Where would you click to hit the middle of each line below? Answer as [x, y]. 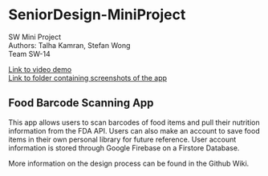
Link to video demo [40, 69]
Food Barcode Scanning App [81, 103]
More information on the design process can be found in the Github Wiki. [129, 163]
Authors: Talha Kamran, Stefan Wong [69, 45]
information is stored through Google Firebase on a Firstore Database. [124, 148]
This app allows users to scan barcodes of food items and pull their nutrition [134, 122]
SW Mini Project [35, 37]
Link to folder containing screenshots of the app [87, 78]
